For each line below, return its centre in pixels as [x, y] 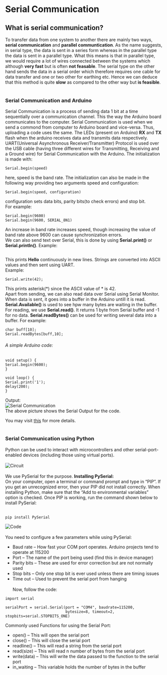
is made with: [19, 159]
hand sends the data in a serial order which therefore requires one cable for [83, 72]
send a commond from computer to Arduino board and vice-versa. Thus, [80, 127]
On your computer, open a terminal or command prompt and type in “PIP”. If [83, 481]
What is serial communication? [54, 28]
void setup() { [21, 360]
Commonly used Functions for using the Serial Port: [58, 625]
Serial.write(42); [24, 279]
